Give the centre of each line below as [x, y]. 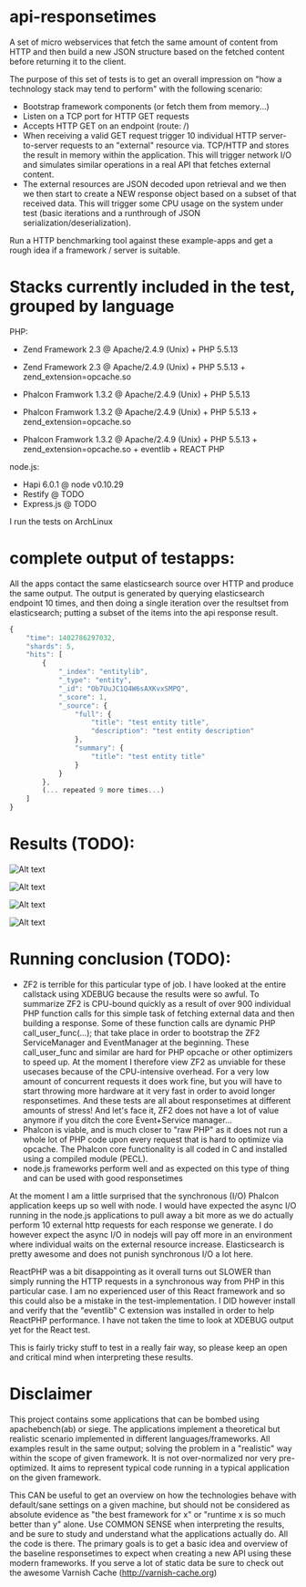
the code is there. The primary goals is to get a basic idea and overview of [149, 1543]
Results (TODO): [72, 844]
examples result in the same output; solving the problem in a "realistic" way [151, 1448]
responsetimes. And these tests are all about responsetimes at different [157, 1100]
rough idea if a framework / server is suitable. [95, 250]
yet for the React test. [50, 1330]
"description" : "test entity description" [173, 731]
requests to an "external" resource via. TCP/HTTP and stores [175, 145]
